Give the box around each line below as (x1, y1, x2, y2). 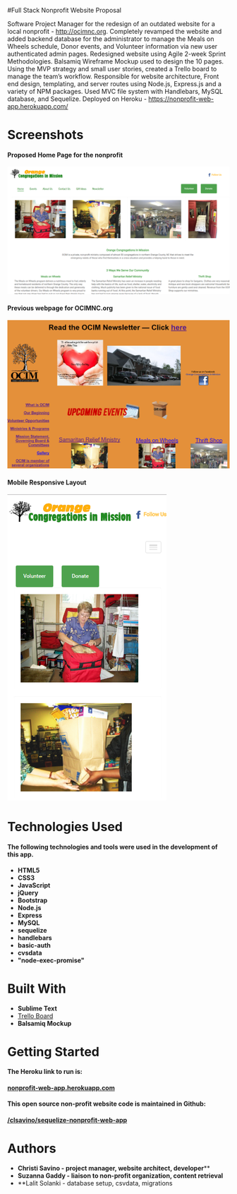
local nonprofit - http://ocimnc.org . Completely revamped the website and (7, 28, 222, 35)
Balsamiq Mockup (17, 1019, 72, 1027)
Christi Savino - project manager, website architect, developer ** (17, 1164, 210, 1173)
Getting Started (7, 1044, 100, 1060)
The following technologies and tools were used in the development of (7, 842, 218, 851)
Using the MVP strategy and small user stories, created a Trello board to (7, 65, 217, 73)
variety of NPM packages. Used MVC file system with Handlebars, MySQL (7, 88, 224, 95)
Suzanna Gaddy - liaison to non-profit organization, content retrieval (17, 1171, 224, 1180)
